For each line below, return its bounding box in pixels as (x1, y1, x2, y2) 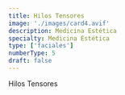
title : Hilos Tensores (8, 11, 85, 20)
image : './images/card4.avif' (8, 19, 110, 27)
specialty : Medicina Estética (8, 34, 110, 43)
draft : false (8, 57, 52, 65)
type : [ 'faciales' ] (8, 42, 74, 50)
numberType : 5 (8, 49, 56, 57)
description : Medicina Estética (8, 27, 117, 35)
